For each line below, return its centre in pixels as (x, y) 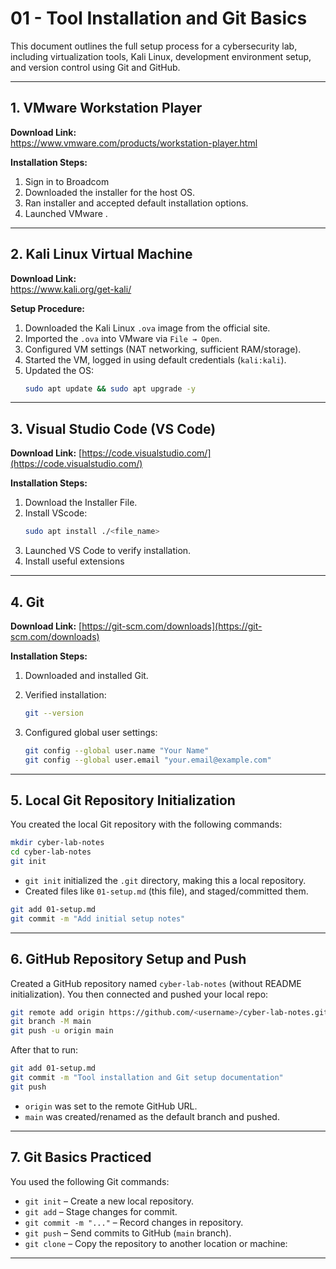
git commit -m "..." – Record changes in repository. (134, 1222)
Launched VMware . (66, 213)
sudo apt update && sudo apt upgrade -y (110, 388)
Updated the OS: (59, 370)
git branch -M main (51, 1022)
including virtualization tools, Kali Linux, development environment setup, (161, 56)
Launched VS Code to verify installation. (108, 551)
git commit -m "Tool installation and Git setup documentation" (147, 1078)
